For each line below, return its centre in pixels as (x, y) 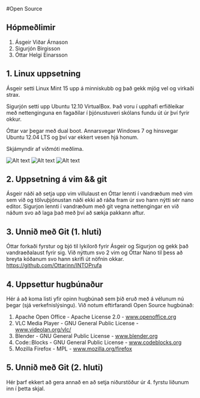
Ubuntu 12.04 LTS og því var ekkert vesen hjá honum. (72, 137)
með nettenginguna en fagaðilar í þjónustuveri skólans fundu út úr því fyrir (98, 112)
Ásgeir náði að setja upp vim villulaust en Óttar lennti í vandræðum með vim (100, 194)
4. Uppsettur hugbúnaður (55, 284)
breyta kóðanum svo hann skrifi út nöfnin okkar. (65, 259)
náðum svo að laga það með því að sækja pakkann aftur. (76, 213)
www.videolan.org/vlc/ (43, 329)
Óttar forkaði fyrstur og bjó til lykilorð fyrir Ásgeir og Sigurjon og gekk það (98, 246)
